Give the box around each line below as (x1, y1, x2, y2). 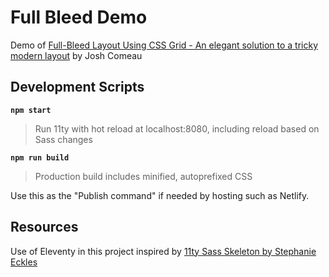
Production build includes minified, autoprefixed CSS (34, 170, 253, 182)
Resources (10, 219, 79, 236)
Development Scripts (10, 79, 145, 96)
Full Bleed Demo (10, 6, 148, 29)
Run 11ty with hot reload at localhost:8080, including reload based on (34, 122, 320, 135)
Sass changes (34, 133, 93, 145)
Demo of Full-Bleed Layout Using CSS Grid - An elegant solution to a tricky (10, 39, 319, 51)
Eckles (10, 256, 38, 268)
